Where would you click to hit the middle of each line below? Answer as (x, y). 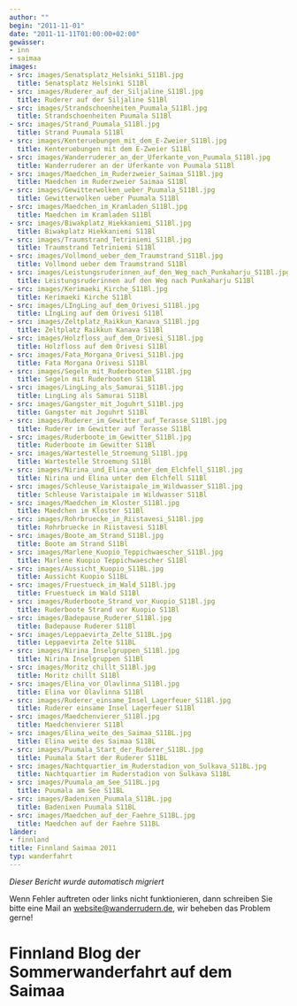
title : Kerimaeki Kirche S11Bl (75, 297)
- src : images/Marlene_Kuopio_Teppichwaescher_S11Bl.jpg (116, 552)
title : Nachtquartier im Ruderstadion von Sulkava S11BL (124, 774)
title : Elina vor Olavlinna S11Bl (80, 692)
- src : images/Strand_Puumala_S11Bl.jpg (85, 125)
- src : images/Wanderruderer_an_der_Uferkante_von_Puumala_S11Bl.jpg (140, 157)
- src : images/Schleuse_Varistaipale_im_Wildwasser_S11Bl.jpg (126, 486)
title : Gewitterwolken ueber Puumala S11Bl (98, 199)
